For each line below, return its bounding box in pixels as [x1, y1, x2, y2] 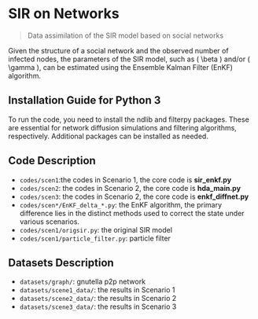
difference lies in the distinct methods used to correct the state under [19, 208, 245, 218]
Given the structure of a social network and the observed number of [8, 46, 230, 55]
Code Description [8, 154, 96, 167]
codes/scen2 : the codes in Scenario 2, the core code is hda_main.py [19, 183, 241, 192]
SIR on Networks [8, 5, 120, 23]
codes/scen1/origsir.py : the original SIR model [19, 225, 173, 234]
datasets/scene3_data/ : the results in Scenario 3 [19, 302, 177, 311]
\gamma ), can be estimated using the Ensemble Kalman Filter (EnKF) [8, 62, 234, 71]
